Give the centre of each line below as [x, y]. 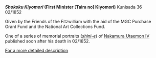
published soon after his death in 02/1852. [48, 41]
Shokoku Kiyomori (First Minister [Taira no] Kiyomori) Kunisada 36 [74, 7]
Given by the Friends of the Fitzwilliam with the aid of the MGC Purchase [78, 22]
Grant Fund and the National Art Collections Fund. [55, 27]
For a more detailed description [37, 51]
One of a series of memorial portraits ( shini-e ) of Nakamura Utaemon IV [78, 36]
